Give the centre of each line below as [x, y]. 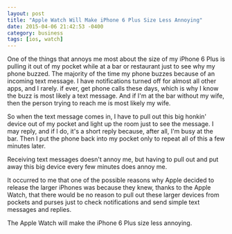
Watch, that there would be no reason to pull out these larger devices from [113, 195]
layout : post [26, 13]
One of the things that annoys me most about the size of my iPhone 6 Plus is [116, 59]
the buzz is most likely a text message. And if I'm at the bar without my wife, [116, 96]
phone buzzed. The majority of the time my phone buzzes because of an [111, 74]
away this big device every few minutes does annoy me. [87, 167]
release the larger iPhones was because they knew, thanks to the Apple [109, 188]
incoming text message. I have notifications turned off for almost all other [112, 81]
